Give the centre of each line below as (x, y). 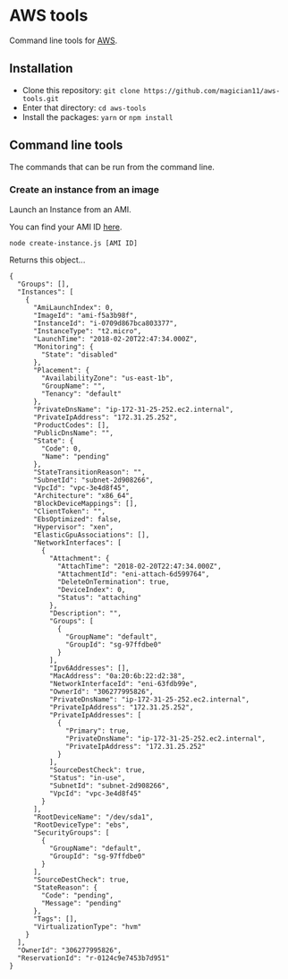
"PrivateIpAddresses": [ (95, 715)
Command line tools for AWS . (64, 40)
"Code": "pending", (78, 895)
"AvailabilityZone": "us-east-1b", (108, 378)
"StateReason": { (65, 888)
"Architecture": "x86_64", (83, 495)
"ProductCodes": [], (71, 425)
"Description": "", (85, 613)
